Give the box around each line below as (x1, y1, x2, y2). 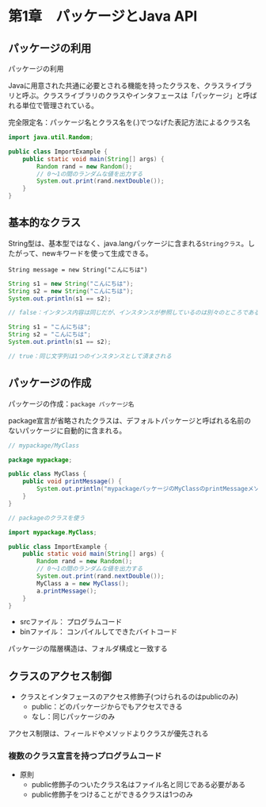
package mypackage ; (8, 456, 73, 464)
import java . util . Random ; (8, 133, 93, 141)
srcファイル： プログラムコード (19, 617, 123, 627)
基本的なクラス (8, 216, 82, 230)
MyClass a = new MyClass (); (36, 579, 129, 588)
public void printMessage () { (22, 477, 123, 485)
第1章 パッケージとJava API (8, 7, 198, 25)
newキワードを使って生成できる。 (42, 248, 153, 258)
